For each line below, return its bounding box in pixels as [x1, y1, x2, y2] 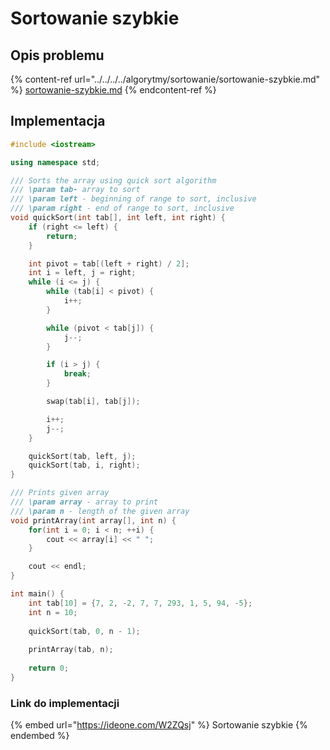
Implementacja [10, 113, 106, 130]
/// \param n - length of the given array [10, 506, 190, 516]
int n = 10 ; [28, 607, 78, 617]
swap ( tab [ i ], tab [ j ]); [46, 397, 141, 407]
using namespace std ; [10, 157, 101, 167]
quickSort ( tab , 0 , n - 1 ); [28, 626, 141, 636]
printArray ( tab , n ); [28, 645, 114, 655]
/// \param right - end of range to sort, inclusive [10, 203, 235, 214]
